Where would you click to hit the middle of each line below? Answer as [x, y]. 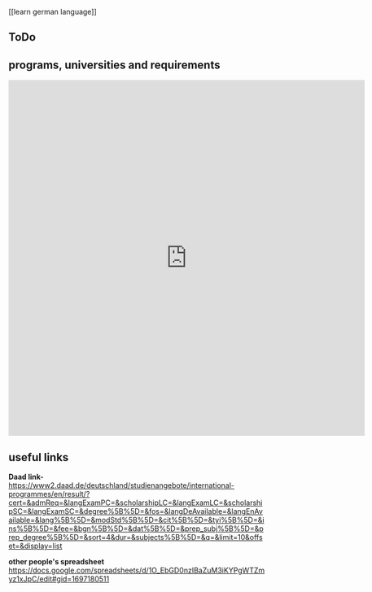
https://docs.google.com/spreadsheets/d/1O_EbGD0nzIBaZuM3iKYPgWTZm [137, 570]
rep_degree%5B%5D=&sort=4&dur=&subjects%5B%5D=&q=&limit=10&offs [136, 538]
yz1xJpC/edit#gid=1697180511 [59, 579]
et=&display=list [35, 546]
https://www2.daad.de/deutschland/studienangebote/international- [121, 485]
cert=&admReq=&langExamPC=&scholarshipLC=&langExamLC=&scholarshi [136, 503]
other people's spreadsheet [56, 562]
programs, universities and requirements [114, 65]
